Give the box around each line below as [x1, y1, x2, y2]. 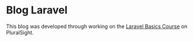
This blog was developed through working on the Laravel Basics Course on [6, 23, 188, 30]
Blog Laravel [6, 3, 68, 17]
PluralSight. [6, 29, 34, 36]
